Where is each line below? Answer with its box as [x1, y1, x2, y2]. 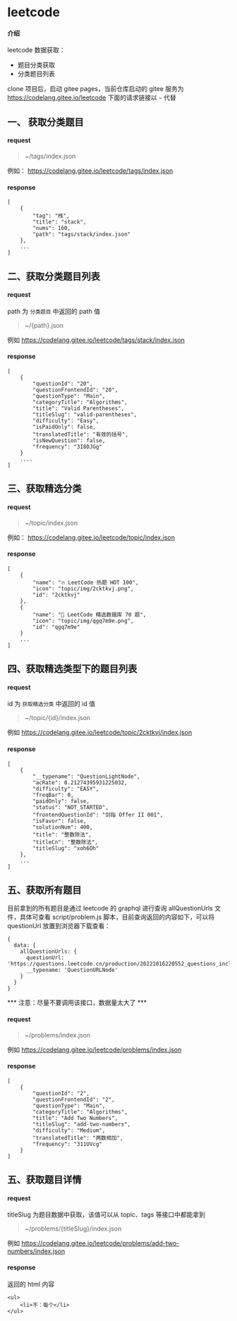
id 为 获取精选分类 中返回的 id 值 [7, 700, 95, 708]
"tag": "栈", [32, 212, 70, 219]
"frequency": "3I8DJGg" [32, 443, 102, 450]
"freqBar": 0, [32, 791, 74, 798]
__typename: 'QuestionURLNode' [25, 967, 119, 974]
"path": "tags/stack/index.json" [32, 231, 131, 238]
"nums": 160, [32, 225, 71, 232]
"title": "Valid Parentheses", [32, 405, 125, 412]
